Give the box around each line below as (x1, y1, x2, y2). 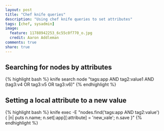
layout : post (5, 7, 32, 12)
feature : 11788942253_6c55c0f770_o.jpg (9, 30, 93, 35)
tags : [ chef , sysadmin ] (5, 21, 55, 26)
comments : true (5, 40, 37, 45)
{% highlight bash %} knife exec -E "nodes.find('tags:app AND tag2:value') (5, 109, 160, 115)
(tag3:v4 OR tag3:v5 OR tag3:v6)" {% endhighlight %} (5, 81, 116, 87)
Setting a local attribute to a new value (5, 96, 127, 104)
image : (5, 26, 19, 31)
